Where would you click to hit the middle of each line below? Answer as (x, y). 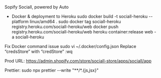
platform (20, 22)
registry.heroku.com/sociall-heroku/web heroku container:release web (82, 32)
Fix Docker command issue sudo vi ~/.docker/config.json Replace (71, 46)
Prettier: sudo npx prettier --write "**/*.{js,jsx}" (52, 70)
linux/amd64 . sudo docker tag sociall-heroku (75, 22)
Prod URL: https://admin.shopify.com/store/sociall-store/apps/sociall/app (78, 61)
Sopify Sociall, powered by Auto (37, 7)
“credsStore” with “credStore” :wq (39, 51)
